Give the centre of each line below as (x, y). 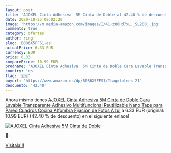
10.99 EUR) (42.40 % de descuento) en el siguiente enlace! (67, 116)
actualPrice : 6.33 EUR (29, 48)
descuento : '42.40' (26, 85)
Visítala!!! (15, 145)
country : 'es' (20, 71)
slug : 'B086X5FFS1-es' (29, 43)
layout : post (19, 10)
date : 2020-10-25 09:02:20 (34, 19)
